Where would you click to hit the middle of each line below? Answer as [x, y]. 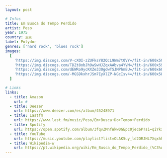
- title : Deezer [26, 106]
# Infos [13, 19]
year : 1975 [16, 33]
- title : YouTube [28, 134]
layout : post [19, 10]
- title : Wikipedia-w [32, 143]
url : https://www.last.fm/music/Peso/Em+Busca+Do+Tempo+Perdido [82, 120]
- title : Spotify [28, 125]
